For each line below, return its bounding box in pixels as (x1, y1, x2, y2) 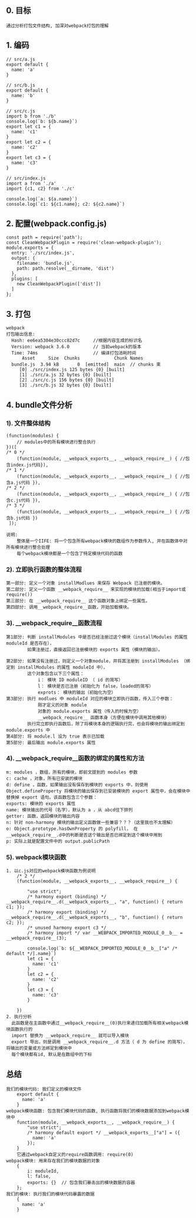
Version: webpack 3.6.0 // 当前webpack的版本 (11, 344, 142, 350)
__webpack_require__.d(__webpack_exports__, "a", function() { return (6, 899, 183, 905)
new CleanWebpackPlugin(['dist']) (16, 281, 101, 287)
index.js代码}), (10, 462, 49, 468)
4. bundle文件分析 (6, 399, 72, 410)
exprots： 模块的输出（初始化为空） (37, 689, 116, 696)
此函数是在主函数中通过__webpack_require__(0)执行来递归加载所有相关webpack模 (11, 1020, 189, 1027)
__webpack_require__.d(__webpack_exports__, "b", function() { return (6, 915, 183, 921)
